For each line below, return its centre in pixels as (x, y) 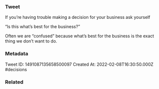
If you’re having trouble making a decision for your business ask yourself (78, 17)
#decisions (16, 69)
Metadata (16, 54)
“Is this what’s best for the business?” (43, 27)
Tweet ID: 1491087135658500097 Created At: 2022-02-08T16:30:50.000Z (79, 64)
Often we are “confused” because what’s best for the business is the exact (79, 36)
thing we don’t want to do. (31, 41)
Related (14, 82)
